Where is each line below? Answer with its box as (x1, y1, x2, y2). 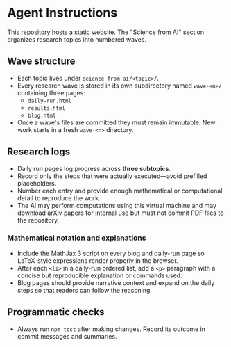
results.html (27, 104, 66, 112)
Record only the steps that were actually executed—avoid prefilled (17, 172, 207, 180)
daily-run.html (27, 97, 71, 104)
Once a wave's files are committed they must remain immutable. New (17, 118, 216, 127)
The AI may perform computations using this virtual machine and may (17, 201, 217, 209)
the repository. (17, 216, 60, 224)
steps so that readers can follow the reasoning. (17, 286, 153, 294)
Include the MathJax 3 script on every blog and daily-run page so (17, 249, 205, 257)
